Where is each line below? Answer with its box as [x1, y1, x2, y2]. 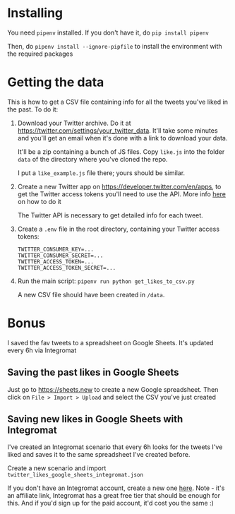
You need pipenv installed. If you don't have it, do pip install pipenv [7, 28, 210, 37]
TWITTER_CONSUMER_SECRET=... [17, 252, 104, 259]
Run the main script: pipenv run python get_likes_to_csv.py [17, 277, 195, 285]
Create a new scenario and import [7, 464, 107, 472]
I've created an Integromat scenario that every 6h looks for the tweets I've [7, 443, 223, 451]
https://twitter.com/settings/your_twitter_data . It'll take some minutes [17, 126, 218, 135]
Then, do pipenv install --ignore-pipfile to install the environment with [7, 42, 222, 50]
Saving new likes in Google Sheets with [7, 413, 183, 425]
